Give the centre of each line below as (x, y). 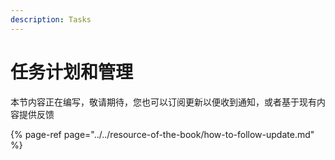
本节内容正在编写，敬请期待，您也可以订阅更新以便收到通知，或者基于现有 (163, 102)
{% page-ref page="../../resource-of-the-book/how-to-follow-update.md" (162, 134)
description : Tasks (51, 19)
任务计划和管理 (72, 72)
